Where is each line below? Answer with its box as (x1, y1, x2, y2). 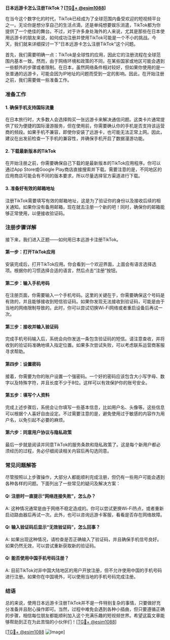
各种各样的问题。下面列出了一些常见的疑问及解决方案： (5, 480, 120, 487)
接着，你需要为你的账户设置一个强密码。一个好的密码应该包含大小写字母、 (5, 373, 160, 379)
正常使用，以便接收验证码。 (9, 210, 67, 216)
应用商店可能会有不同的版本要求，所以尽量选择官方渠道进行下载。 (5, 173, 143, 179)
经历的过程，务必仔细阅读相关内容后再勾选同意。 (9, 448, 112, 454)
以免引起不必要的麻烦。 (18, 417, 67, 423)
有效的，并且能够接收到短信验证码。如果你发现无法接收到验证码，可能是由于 (5, 298, 165, 305)
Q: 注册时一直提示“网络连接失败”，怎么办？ (5, 493, 96, 499)
